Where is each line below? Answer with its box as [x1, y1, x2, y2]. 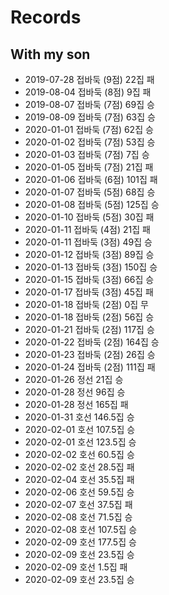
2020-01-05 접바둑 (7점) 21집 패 [24, 161, 154, 173]
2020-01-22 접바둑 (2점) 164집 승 [24, 336, 160, 348]
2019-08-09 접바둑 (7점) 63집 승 [24, 111, 156, 123]
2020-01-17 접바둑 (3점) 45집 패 [24, 286, 154, 298]
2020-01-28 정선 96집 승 [24, 386, 126, 398]
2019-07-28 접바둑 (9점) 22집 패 [24, 74, 155, 85]
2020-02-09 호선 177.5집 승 [24, 536, 137, 548]
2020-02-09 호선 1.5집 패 [24, 561, 128, 573]
